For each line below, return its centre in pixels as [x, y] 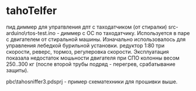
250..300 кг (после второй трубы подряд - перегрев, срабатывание [91, 64]
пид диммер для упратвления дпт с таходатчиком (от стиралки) [87, 27]
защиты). [17, 70]
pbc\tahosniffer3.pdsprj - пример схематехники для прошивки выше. [92, 81]
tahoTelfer [32, 11]
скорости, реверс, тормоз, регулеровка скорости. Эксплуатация [87, 51]
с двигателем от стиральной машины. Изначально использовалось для [96, 39]
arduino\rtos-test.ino [31, 33]
